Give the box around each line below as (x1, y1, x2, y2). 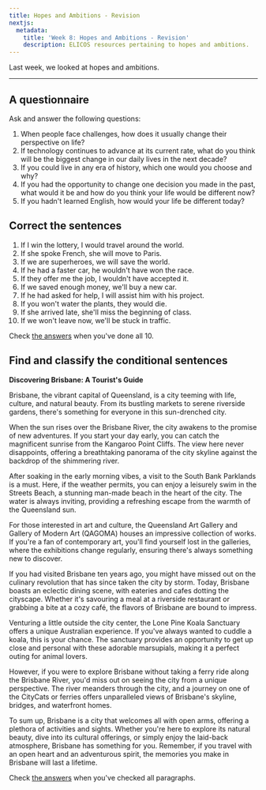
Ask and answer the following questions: (9, 114, 141, 123)
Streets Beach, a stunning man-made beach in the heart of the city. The (9, 487, 243, 498)
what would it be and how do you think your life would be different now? (20, 187, 256, 197)
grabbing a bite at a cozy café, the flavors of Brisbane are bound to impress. (9, 602, 257, 612)
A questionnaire (9, 92, 90, 107)
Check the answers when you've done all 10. (9, 331, 155, 340)
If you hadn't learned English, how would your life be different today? (20, 196, 245, 205)
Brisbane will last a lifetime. (9, 758, 98, 767)
